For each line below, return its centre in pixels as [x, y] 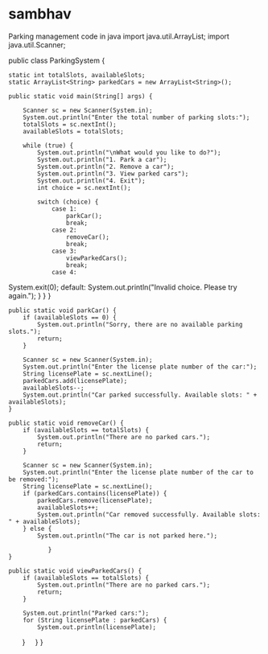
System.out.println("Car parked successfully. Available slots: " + [140, 395]
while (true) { [48, 146]
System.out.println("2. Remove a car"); [106, 167]
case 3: [64, 251]
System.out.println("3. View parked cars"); [113, 174]
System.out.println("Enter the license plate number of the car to [138, 472]
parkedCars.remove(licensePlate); [95, 500]
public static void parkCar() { [62, 311]
